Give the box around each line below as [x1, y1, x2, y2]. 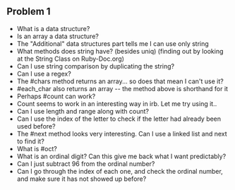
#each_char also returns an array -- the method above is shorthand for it [16, 84, 229, 93]
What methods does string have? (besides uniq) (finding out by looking [16, 47, 224, 55]
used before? [16, 121, 56, 130]
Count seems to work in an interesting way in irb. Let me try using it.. [16, 99, 217, 108]
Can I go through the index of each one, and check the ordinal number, [16, 167, 223, 175]
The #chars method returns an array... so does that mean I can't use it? [16, 77, 224, 85]
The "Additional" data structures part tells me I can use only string [16, 39, 209, 48]
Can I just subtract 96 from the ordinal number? [16, 159, 155, 168]
